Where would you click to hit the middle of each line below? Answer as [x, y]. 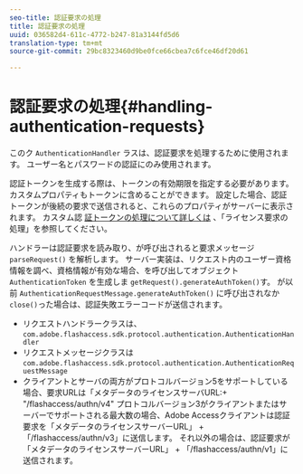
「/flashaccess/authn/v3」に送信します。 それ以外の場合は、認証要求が [156, 438]
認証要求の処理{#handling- [111, 107]
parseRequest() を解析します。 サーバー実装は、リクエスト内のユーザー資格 [151, 260]
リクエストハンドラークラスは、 [82, 324]
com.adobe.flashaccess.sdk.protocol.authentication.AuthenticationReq [158, 364]
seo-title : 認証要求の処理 [56, 18]
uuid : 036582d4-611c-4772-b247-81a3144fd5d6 [95, 34]
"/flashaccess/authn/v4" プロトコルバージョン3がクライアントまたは [151, 404]
